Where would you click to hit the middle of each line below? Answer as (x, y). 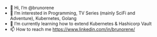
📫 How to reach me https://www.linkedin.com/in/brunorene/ (72, 29)
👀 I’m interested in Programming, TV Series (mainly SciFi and (72, 13)
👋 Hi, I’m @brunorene (32, 8)
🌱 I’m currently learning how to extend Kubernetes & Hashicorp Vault (81, 23)
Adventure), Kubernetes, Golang (43, 18)
